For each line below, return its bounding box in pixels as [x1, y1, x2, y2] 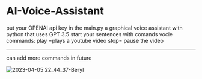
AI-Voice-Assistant [6, 4, 104, 18]
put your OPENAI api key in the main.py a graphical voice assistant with [6, 24, 183, 31]
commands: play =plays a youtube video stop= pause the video [6, 37, 164, 44]
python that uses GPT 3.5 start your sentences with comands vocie [6, 30, 173, 37]
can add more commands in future [6, 54, 92, 62]
